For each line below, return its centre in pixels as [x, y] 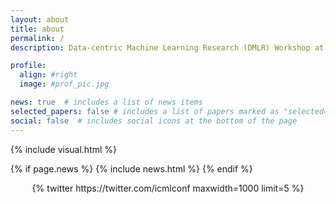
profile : [28, 66]
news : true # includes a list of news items [106, 102]
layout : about [40, 19]
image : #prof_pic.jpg [64, 84]
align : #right [48, 75]
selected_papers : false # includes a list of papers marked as [145, 111]
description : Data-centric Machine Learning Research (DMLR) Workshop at [167, 47]
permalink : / [37, 38]
